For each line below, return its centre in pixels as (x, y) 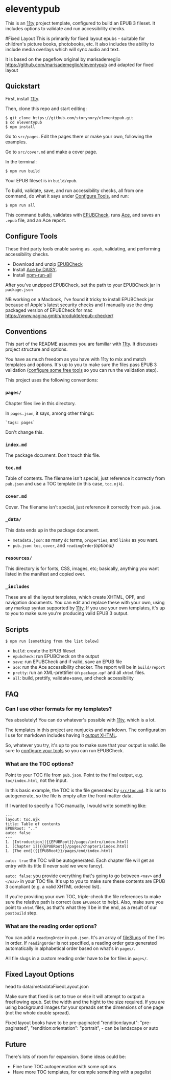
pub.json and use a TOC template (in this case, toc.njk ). (65, 484)
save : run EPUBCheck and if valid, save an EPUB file (67, 662)
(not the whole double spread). (38, 1013)
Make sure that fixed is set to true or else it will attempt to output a (75, 997)
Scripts (17, 630)
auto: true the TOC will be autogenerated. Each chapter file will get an (80, 860)
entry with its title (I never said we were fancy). (54, 866)
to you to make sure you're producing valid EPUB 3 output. (67, 613)
